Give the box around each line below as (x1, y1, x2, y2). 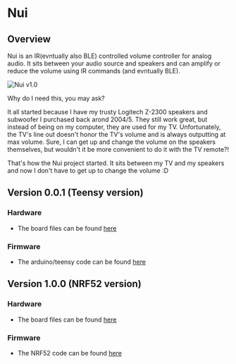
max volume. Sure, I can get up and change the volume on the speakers (7, 138, 216, 146)
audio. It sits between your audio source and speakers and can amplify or (7, 59, 221, 68)
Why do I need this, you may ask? (7, 94, 106, 102)
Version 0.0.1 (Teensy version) (7, 187, 144, 199)
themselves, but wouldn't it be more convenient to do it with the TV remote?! (7, 145, 230, 153)
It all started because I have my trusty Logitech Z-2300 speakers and (7, 108, 208, 116)
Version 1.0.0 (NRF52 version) (7, 278, 142, 290)
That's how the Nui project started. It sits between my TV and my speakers (7, 159, 225, 167)
